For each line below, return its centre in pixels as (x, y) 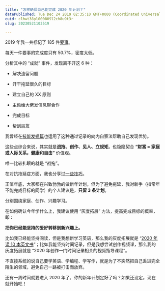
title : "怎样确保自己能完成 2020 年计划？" (45, 10)
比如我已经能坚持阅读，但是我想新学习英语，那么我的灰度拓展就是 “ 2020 (79, 238)
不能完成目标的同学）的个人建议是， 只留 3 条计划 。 (57, 190)
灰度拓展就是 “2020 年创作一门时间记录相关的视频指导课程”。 (67, 251)
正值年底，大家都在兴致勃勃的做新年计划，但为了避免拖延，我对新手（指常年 (82, 184)
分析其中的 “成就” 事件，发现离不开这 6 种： (50, 63)
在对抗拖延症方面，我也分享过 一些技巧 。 (46, 174)
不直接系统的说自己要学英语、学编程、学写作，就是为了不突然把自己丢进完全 (82, 261)
